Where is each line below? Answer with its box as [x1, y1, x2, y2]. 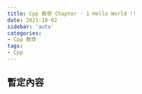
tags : [7, 42, 23, 49]
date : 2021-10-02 [7, 17, 58, 24]
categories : [7, 29, 42, 37]
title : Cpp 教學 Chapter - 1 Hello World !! [7, 10, 136, 17]
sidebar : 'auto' [7, 23, 54, 30]
